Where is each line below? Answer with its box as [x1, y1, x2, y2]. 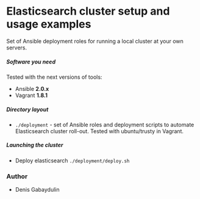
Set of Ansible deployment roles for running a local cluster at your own [6, 37, 184, 45]
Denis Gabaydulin [15, 186, 60, 194]
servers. [6, 44, 27, 51]
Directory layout [6, 106, 49, 113]
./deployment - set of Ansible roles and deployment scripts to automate [15, 121, 195, 128]
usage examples [6, 17, 91, 31]
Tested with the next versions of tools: [6, 73, 102, 81]
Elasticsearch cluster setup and [6, 4, 170, 18]
